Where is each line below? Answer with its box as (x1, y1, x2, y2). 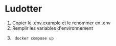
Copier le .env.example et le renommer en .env (12, 20, 111, 26)
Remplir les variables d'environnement (12, 25, 93, 31)
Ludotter (5, 3, 42, 15)
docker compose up (14, 36, 54, 41)
